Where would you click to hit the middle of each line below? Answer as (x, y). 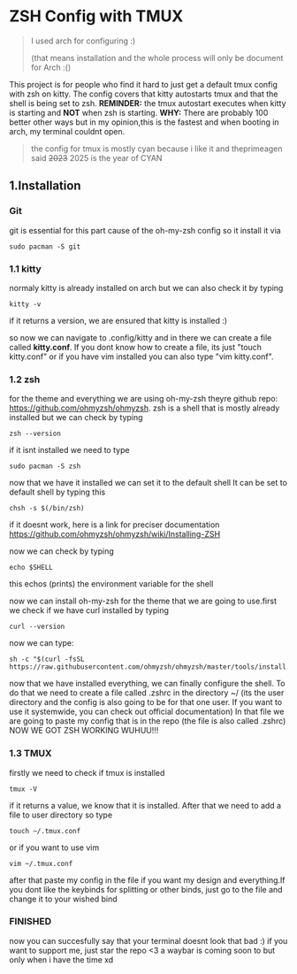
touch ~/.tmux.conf (45, 831)
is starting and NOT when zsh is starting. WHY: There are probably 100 (139, 112)
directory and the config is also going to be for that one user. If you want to (146, 702)
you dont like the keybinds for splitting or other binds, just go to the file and (146, 889)
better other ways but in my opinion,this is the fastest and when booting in (145, 122)
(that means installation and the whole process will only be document (157, 58)
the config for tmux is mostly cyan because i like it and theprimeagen (156, 149)
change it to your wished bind (63, 899)
